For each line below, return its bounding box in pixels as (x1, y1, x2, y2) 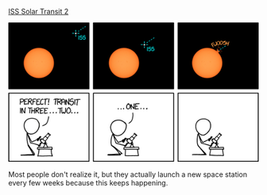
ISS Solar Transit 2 (8, 7, 69, 16)
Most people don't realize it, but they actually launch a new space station (8, 170, 248, 179)
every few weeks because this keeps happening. (8, 178, 168, 187)
